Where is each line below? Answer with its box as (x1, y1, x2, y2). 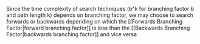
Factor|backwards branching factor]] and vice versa (6, 31, 137, 38)
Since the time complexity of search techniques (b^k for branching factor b (6, 5, 195, 12)
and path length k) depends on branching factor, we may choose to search (6, 11, 193, 19)
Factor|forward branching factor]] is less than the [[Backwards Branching (6, 24, 190, 31)
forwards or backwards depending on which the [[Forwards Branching (6, 18, 183, 25)
